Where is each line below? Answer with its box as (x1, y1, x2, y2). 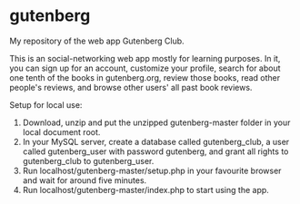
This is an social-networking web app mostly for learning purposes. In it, (9, 53, 281, 63)
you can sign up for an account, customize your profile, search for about (9, 63, 281, 73)
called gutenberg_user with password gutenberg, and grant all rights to (22, 146, 289, 157)
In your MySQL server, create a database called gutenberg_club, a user (22, 136, 290, 147)
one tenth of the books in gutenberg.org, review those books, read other (9, 72, 281, 83)
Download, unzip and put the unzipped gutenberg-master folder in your (22, 117, 291, 128)
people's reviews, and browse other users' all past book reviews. (9, 82, 253, 92)
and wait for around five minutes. (22, 174, 147, 186)
